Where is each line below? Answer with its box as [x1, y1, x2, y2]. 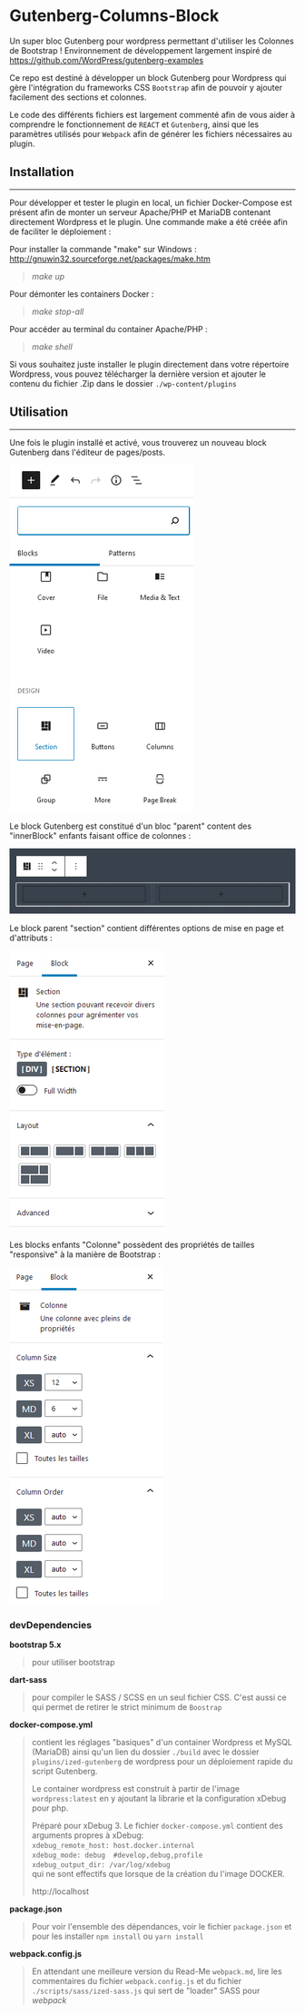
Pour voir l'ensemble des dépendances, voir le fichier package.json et [31, 1921, 292, 1932]
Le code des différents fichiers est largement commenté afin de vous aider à [9, 109, 296, 120]
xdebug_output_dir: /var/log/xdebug [31, 1861, 171, 1870]
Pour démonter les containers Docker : [9, 288, 154, 300]
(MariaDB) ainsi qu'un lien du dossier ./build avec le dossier [31, 1746, 261, 1757]
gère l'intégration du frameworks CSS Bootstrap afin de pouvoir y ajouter [9, 82, 283, 93]
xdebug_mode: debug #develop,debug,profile [31, 1851, 203, 1861]
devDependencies [9, 1618, 93, 1631]
